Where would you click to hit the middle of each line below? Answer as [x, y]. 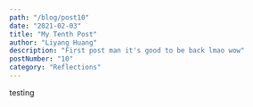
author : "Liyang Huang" [53, 42]
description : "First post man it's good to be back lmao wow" [127, 51]
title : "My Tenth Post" [53, 34]
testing [22, 92]
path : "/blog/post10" [49, 17]
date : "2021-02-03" [45, 26]
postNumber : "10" [41, 59]
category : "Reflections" [55, 68]
